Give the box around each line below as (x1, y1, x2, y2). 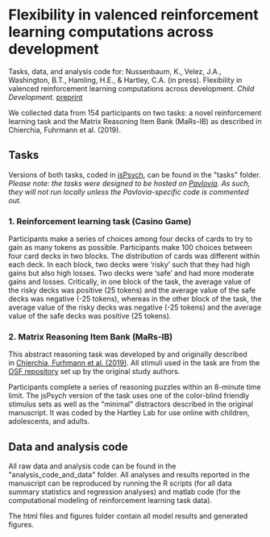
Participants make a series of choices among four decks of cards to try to (8, 234, 253, 244)
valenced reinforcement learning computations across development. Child (8, 83, 255, 94)
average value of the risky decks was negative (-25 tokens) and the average (8, 302, 262, 312)
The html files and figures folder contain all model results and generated (8, 511, 248, 521)
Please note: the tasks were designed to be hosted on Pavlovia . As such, (8, 178, 251, 188)
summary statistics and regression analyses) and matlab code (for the (8, 487, 241, 497)
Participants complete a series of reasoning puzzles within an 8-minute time (8, 382, 261, 392)
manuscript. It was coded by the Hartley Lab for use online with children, (8, 408, 250, 418)
